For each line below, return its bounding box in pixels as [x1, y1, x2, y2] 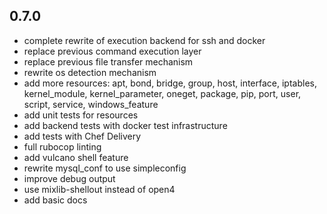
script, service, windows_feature [23, 98, 159, 110]
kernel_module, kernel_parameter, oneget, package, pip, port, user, [23, 87, 302, 99]
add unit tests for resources [23, 109, 139, 121]
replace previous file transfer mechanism [23, 55, 194, 68]
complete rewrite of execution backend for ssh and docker [23, 34, 266, 46]
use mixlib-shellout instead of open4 [23, 183, 176, 195]
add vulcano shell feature [23, 151, 129, 163]
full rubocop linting [23, 140, 102, 153]
